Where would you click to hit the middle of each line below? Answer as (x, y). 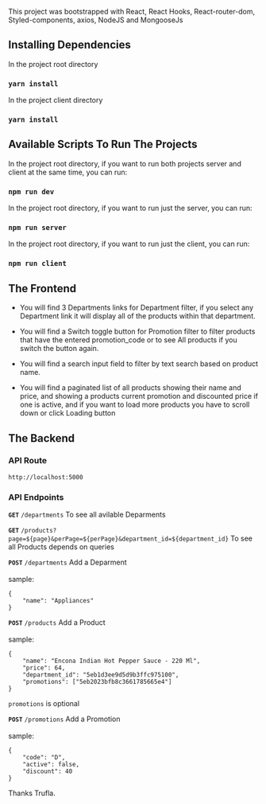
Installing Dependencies (69, 45)
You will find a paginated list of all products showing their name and (131, 388)
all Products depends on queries (62, 547)
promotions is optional (44, 704)
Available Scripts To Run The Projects (103, 144)
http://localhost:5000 (46, 477)
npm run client (38, 263)
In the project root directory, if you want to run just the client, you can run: (129, 244)
